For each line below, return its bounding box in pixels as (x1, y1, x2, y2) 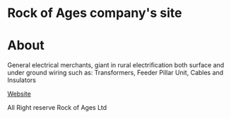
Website (7, 90, 32, 98)
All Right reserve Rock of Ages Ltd (7, 103, 107, 112)
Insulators (7, 76, 37, 84)
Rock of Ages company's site (7, 5, 182, 21)
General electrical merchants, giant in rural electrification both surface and (7, 61, 225, 69)
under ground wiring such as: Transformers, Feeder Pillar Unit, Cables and (7, 69, 224, 77)
